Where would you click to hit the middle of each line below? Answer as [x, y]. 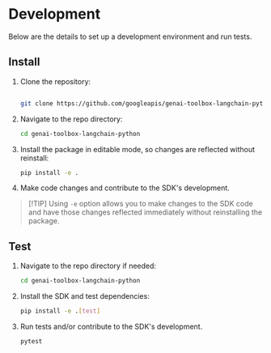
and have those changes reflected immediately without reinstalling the [145, 212]
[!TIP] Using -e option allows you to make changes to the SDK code [140, 204]
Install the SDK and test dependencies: [85, 296]
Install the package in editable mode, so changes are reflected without [138, 149]
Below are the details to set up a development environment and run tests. [130, 36]
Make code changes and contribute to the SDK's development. [125, 188]
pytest [31, 341]
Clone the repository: [55, 81]
